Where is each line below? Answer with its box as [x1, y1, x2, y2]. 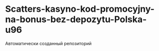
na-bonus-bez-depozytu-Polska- [5, 14, 147, 25]
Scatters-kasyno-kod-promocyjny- [5, 3, 155, 15]
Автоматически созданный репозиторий [5, 40, 92, 46]
